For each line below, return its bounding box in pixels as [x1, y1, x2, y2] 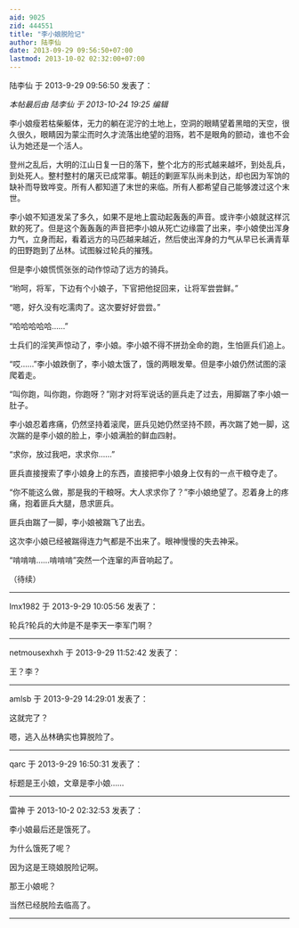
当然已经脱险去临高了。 [9, 899, 95, 910]
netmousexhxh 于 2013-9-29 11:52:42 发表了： [9, 647, 181, 658]
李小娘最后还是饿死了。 [9, 824, 95, 834]
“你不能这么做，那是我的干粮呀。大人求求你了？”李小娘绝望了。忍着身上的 [9, 487, 282, 497]
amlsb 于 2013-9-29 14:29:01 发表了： [9, 694, 149, 704]
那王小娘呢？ [9, 881, 56, 891]
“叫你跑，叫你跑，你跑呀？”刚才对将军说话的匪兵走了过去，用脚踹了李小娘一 [9, 389, 289, 399]
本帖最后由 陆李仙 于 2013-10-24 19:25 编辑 [9, 99, 168, 110]
